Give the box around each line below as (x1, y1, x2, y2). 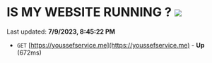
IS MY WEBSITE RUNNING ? (6, 4, 172, 20)
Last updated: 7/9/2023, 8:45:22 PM (6, 27, 116, 36)
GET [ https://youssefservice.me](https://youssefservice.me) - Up (16, 41, 205, 49)
